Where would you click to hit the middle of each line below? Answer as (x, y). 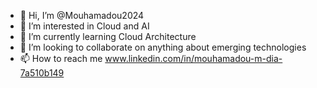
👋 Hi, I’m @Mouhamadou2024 (82, 15)
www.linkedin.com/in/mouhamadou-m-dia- (193, 58)
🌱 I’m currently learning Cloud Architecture (108, 36)
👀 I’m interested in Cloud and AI (84, 26)
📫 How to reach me (61, 58)
